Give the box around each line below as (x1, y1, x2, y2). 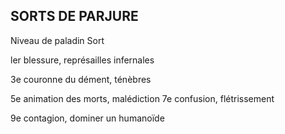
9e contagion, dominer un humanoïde (10, 112, 165, 124)
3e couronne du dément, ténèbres (10, 73, 152, 85)
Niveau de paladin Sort (10, 34, 105, 46)
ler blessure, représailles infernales (10, 54, 155, 66)
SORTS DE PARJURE (10, 8, 139, 25)
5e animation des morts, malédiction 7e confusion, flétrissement (10, 92, 275, 104)
